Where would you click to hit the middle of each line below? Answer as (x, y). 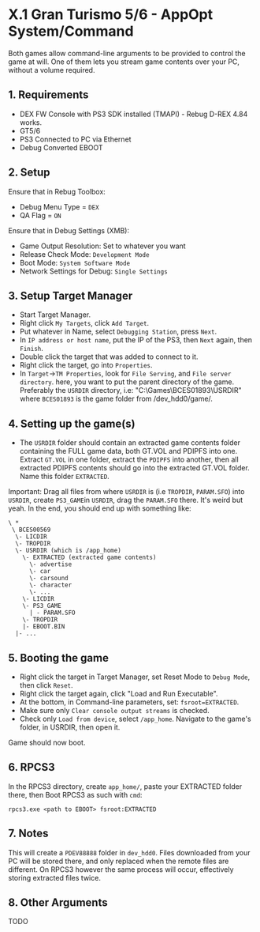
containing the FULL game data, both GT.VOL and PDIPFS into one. (128, 451)
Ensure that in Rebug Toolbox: (57, 191)
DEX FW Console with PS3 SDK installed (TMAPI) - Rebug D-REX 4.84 (134, 114)
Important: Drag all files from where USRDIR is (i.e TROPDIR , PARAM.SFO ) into (126, 492)
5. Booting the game (58, 658)
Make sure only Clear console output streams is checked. (115, 710)
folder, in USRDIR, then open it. (70, 727)
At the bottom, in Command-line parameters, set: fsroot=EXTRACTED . (129, 702)
